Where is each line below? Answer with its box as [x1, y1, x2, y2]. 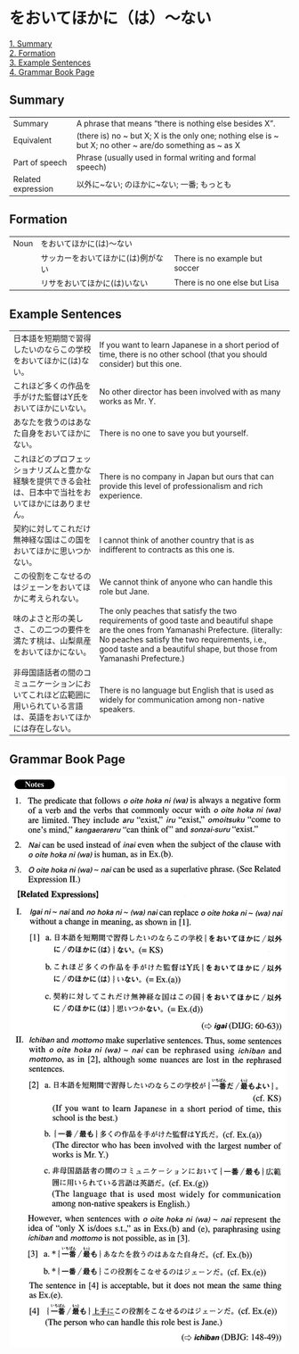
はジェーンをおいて [12, 582, 83, 593]
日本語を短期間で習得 [12, 332, 92, 344]
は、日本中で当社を [12, 486, 84, 497]
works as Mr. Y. [99, 396, 157, 407]
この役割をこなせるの [12, 570, 92, 581]
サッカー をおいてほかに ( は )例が [40, 252, 157, 263]
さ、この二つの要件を [12, 624, 92, 635]
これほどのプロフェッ [12, 453, 92, 464]
